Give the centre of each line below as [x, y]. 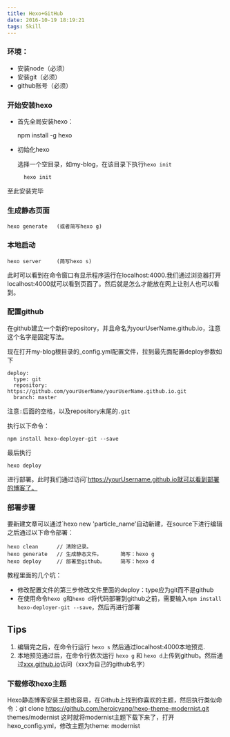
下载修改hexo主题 [37, 683]
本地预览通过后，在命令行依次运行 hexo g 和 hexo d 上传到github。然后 [117, 655]
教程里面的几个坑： [35, 575]
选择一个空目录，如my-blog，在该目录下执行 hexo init [94, 164]
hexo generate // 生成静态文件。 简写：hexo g [81, 554]
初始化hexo [33, 149]
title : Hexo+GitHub [35, 13]
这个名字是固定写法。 [37, 336]
